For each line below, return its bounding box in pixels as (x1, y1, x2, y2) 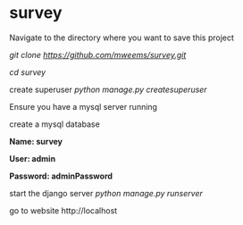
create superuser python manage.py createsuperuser (9, 84, 207, 95)
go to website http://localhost (9, 204, 118, 216)
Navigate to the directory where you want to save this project (9, 32, 235, 43)
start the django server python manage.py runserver (9, 187, 203, 198)
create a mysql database (9, 119, 100, 129)
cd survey (9, 66, 46, 78)
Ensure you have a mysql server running (9, 101, 158, 112)
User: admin (9, 153, 56, 163)
